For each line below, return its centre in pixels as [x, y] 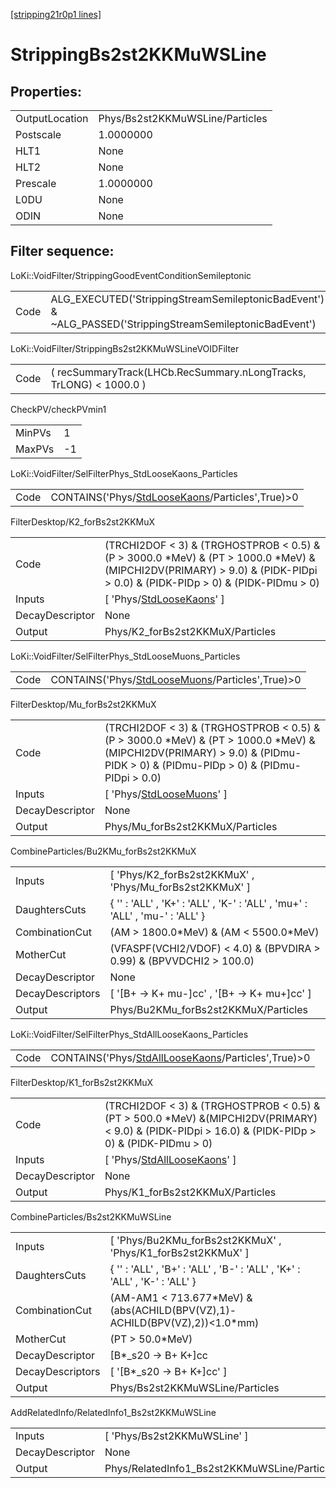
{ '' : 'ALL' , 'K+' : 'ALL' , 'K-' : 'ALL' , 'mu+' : [208, 903]
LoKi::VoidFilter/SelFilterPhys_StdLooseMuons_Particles [125, 656]
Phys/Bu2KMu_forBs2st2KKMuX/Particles [208, 1009]
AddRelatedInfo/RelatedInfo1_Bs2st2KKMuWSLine [113, 1412]
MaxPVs [35, 449]
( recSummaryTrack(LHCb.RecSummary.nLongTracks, [178, 372]
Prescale [36, 183]
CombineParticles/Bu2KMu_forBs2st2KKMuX [103, 851]
